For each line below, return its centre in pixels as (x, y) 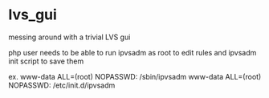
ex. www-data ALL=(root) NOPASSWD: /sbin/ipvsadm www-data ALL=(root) (135, 76)
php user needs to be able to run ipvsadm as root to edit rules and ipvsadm (132, 52)
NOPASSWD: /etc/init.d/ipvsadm (62, 85)
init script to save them (46, 61)
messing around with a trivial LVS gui (69, 37)
